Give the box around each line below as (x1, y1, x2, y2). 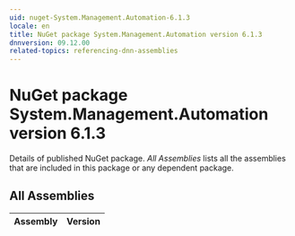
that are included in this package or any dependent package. (9, 162, 235, 173)
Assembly (13, 214, 58, 227)
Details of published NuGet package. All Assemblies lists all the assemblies (9, 153, 287, 164)
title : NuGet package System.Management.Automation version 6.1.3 (9, 30, 263, 39)
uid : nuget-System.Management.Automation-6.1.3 (9, 13, 191, 22)
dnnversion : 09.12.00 (9, 38, 91, 48)
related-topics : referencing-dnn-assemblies (9, 47, 178, 56)
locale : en (9, 22, 50, 31)
